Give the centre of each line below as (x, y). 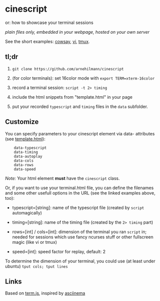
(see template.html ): (25, 139)
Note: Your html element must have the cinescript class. (62, 178)
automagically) (27, 213)
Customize (22, 122)
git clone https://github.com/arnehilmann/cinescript (68, 69)
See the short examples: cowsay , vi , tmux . (48, 41)
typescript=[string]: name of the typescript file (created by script (78, 207)
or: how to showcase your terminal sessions (49, 22)
